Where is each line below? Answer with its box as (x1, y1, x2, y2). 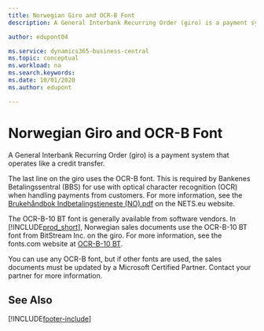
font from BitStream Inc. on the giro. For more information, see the (8, 231, 222, 240)
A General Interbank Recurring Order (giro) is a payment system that (8, 150, 229, 159)
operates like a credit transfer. (8, 158, 105, 168)
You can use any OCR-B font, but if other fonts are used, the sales (8, 254, 222, 264)
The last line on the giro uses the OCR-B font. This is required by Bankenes (8, 173, 251, 183)
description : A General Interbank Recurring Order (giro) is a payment (8, 19, 247, 27)
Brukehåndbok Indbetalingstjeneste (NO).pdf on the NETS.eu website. (8, 198, 236, 208)
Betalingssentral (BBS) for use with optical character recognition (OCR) (8, 182, 238, 191)
